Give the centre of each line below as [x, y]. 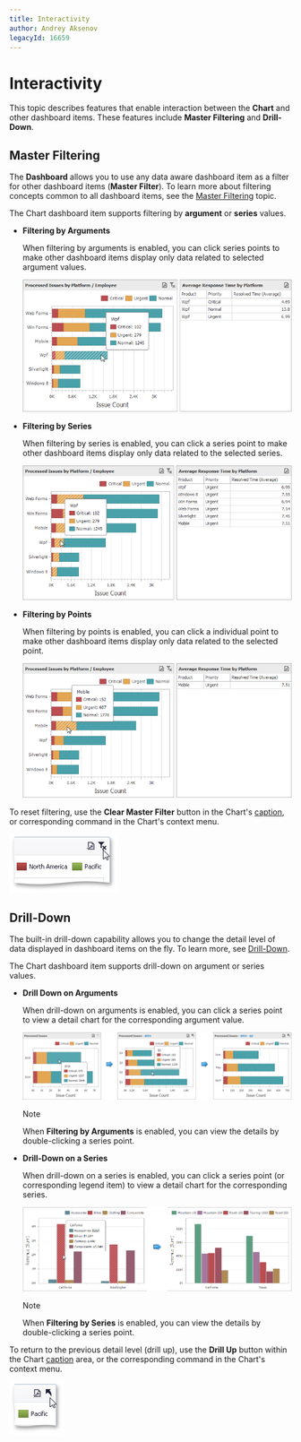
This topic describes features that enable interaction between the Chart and [150, 108]
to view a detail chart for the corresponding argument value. [133, 1020]
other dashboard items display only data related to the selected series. [152, 453]
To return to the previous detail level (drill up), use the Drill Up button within [148, 1350]
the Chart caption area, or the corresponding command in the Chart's [138, 1360]
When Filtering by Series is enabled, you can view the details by [142, 1323]
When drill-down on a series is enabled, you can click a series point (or [153, 1176]
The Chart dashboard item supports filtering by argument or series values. [148, 213]
